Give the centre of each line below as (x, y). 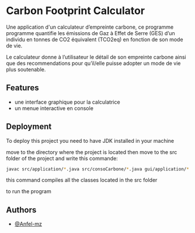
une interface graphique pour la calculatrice (67, 102)
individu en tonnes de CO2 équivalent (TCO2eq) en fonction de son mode (95, 39)
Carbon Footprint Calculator (75, 11)
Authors (21, 210)
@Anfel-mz (28, 224)
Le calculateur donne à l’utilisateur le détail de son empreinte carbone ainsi (96, 57)
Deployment (29, 127)
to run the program (29, 191)
